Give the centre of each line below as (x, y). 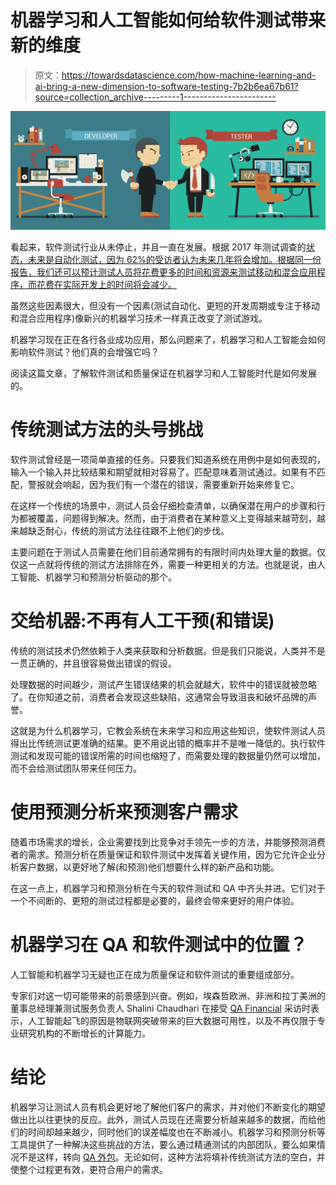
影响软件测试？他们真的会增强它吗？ (85, 352)
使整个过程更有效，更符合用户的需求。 (89, 1169)
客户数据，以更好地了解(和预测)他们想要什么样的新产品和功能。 (149, 867)
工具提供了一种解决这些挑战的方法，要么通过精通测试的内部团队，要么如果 (163, 1144)
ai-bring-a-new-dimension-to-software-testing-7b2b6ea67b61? (166, 86)
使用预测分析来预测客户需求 (124, 812)
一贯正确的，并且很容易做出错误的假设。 (93, 663)
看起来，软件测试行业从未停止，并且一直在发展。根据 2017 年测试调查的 (158, 247)
